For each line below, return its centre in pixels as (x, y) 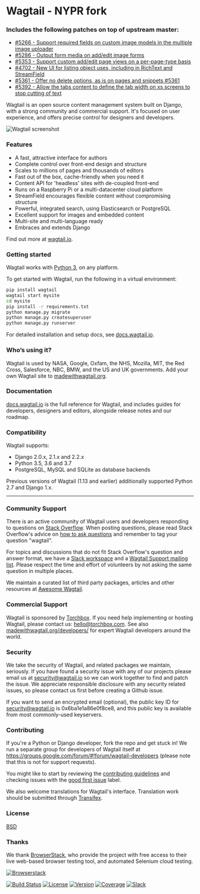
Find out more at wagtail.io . (40, 239)
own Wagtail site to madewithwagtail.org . (57, 376)
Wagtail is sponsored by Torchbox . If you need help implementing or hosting (100, 617)
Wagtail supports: (28, 445)
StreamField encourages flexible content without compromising (93, 196)
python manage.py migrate (38, 312)
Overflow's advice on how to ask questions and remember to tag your (92, 534)
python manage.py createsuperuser (49, 317)
